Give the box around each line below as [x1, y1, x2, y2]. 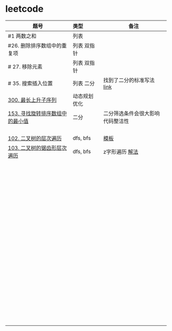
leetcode [5, 3, 44, 15]
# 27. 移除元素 [8, 63, 42, 70]
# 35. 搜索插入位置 [8, 80, 53, 87]
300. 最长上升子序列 [8, 96, 57, 103]
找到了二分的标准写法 [103, 76, 155, 83]
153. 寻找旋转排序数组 [8, 109, 62, 117]
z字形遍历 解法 [103, 148, 139, 155]
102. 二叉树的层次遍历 [8, 135, 62, 142]
